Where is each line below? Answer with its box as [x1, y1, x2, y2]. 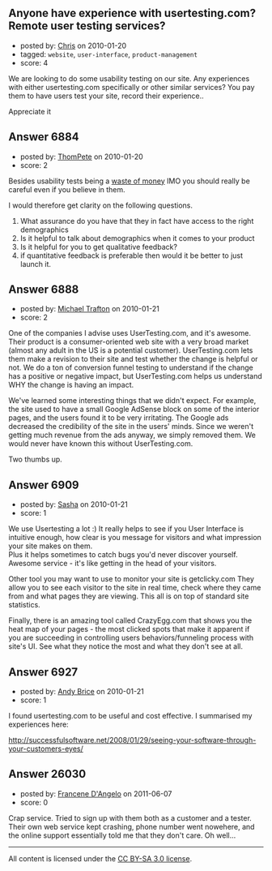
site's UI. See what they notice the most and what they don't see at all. [8, 641, 243, 651]
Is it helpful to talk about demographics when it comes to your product [19, 233, 255, 242]
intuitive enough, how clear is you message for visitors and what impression [8, 533, 261, 543]
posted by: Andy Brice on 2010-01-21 [19, 687, 144, 697]
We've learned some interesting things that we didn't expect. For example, [8, 396, 257, 405]
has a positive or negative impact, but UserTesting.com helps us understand [8, 371, 262, 381]
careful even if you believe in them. [8, 184, 125, 194]
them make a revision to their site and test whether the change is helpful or [8, 354, 258, 364]
